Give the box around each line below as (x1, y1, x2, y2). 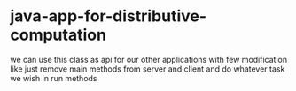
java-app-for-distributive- (10, 6, 207, 27)
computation (10, 25, 107, 45)
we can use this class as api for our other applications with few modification (10, 54, 287, 64)
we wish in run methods (10, 72, 97, 83)
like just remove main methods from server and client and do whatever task (10, 64, 285, 74)
